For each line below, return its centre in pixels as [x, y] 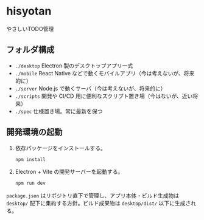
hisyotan [29, 11]
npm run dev [30, 184]
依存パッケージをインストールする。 [61, 148]
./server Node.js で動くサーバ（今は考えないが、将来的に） [90, 88]
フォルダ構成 [30, 50]
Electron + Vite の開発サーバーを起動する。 [69, 172]
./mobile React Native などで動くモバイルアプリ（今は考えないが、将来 [105, 73]
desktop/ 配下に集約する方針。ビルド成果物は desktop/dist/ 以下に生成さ [99, 203]
